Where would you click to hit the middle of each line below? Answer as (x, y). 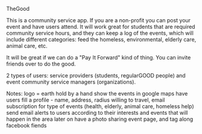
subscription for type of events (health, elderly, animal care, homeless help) (100, 106)
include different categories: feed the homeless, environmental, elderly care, (101, 39)
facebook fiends (27, 125)
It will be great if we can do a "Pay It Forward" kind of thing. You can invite (99, 57)
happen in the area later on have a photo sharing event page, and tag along (100, 119)
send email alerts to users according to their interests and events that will (97, 113)
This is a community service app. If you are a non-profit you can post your (99, 20)
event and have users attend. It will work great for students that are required (101, 27)
